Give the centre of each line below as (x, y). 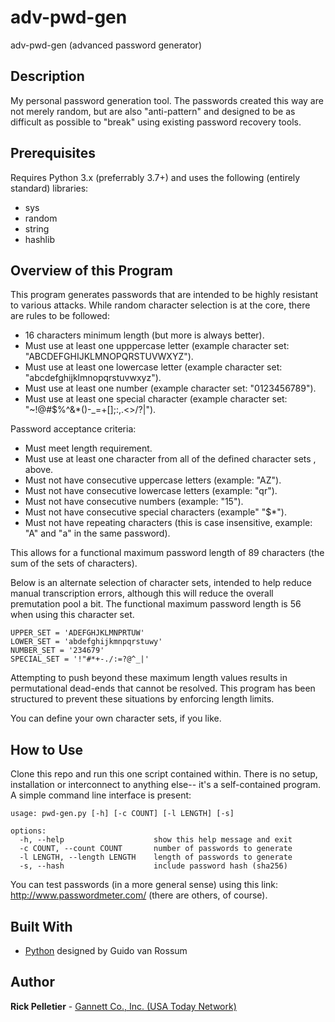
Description (47, 76)
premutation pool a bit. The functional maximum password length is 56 (156, 604)
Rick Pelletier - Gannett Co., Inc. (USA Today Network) (123, 1006)
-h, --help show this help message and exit (156, 840)
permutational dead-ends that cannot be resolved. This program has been (163, 688)
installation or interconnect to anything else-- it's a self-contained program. (166, 785)
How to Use (47, 749)
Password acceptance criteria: (73, 429)
